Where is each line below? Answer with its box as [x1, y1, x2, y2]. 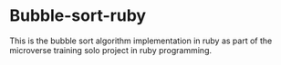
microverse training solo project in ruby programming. [9, 44, 213, 55]
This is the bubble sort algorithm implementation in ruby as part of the [9, 35, 273, 46]
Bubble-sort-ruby [9, 5, 147, 26]
